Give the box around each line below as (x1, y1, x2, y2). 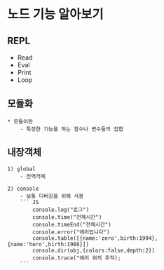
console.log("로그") (32, 206, 90, 213)
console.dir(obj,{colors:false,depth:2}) (32, 247, 156, 254)
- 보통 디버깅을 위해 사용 (20, 192, 84, 200)
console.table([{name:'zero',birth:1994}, (32, 234, 158, 242)
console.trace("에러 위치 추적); (32, 254, 121, 262)
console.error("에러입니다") (32, 229, 110, 236)
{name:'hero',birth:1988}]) (7, 241, 90, 248)
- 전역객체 (20, 173, 46, 180)
